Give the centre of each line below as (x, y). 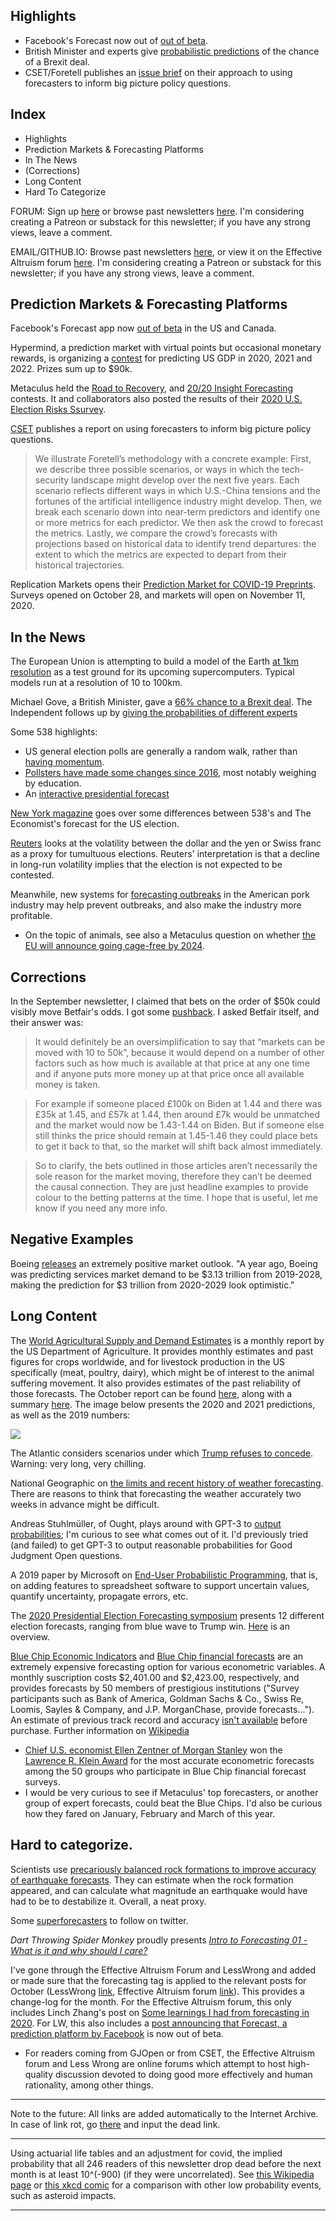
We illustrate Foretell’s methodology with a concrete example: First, (173, 459)
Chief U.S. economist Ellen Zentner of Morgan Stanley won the (153, 1750)
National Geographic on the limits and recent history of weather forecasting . (167, 1483)
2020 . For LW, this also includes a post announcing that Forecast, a (149, 2023)
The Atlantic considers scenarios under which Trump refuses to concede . (162, 1453)
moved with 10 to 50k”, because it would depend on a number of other (179, 1053)
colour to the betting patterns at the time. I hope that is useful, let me (176, 1198)
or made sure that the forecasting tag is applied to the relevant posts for (158, 1980)
